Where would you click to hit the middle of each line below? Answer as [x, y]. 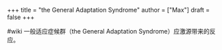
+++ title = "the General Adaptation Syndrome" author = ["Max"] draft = [109, 10]
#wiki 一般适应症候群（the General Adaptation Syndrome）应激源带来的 [109, 31]
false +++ [21, 17]
